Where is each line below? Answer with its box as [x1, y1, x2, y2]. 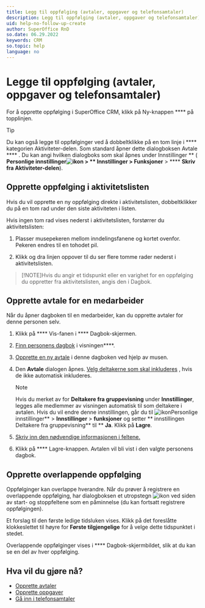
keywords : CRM [6, 37, 43, 43]
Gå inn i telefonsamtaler [15, 595, 75, 602]
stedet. [6, 530, 24, 537]
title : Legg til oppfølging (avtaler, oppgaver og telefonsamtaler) [6, 9, 184, 15]
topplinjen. [6, 114, 33, 122]
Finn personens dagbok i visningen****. [15, 342, 115, 349]
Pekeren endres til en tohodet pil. [15, 241, 99, 248]
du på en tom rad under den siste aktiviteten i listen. [6, 204, 137, 212]
